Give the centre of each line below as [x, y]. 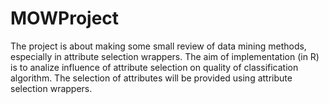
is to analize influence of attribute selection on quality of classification [154, 67]
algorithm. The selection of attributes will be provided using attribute [151, 78]
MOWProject [65, 18]
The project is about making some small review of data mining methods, [158, 46]
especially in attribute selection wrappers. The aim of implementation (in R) [165, 56]
